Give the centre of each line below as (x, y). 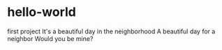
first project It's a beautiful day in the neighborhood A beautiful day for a (111, 31)
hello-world (42, 12)
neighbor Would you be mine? (50, 38)
